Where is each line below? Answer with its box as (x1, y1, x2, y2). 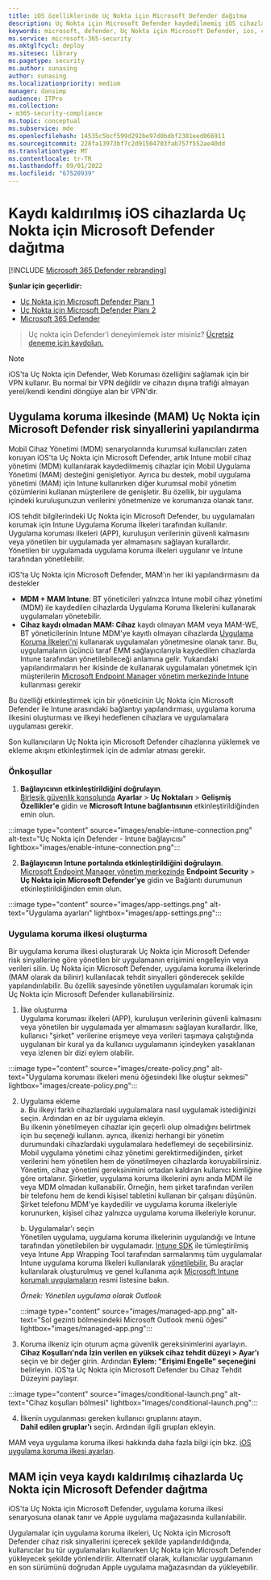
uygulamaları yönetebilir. (19, 611, 102, 620)
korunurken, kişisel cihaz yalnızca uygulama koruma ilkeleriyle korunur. (19, 1208, 256, 1218)
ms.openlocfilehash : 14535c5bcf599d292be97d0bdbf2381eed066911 (8, 132, 226, 140)
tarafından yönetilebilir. (8, 554, 85, 564)
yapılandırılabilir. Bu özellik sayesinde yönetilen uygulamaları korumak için (8, 981, 253, 990)
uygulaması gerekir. (8, 721, 74, 731)
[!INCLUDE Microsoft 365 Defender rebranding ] (8, 265, 167, 275)
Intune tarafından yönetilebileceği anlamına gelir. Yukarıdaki (19, 653, 219, 663)
